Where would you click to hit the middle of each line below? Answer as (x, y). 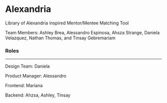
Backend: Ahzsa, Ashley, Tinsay (38, 95)
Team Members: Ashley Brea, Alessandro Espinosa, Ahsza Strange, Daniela (83, 32)
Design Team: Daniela (28, 66)
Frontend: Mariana (24, 86)
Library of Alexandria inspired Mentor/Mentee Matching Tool (67, 23)
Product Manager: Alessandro (36, 76)
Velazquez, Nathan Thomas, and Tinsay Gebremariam (60, 38)
